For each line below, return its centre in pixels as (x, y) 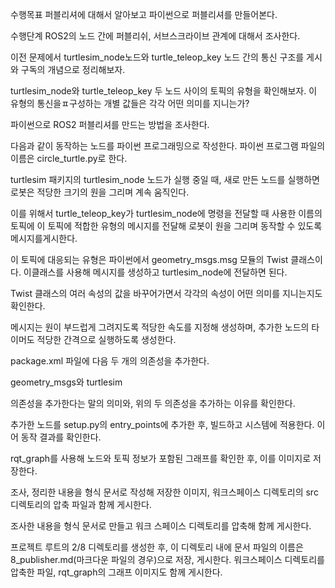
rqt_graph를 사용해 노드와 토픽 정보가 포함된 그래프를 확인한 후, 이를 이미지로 (161, 458)
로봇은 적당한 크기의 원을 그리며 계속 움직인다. (100, 192)
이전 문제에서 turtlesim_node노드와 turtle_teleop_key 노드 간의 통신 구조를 (157, 57)
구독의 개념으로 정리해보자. (73, 69)
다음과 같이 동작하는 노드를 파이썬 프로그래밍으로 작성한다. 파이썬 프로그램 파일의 (168, 146)
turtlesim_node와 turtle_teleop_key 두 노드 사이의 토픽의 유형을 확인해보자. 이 (164, 91)
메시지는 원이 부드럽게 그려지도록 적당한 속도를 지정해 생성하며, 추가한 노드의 (160, 327)
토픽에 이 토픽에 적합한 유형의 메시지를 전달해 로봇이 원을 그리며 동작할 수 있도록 (166, 226)
